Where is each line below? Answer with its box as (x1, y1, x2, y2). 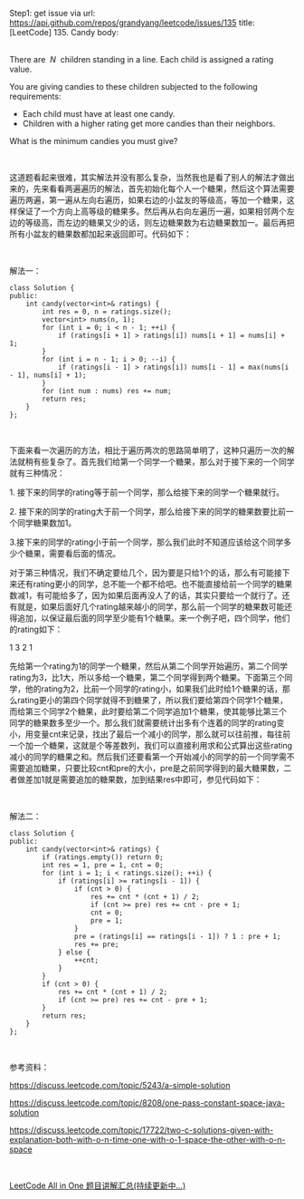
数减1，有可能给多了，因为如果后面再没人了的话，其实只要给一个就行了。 (9, 590, 282, 601)
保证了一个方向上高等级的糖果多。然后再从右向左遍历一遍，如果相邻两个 (16, 206, 287, 217)
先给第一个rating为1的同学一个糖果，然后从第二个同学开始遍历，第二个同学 (9, 661, 288, 672)
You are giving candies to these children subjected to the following (9, 82, 258, 92)
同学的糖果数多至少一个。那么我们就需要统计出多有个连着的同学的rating (9, 718, 277, 728)
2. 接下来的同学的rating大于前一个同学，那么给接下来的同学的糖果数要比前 (9, 507, 287, 517)
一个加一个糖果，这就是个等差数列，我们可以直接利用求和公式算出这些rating (9, 740, 292, 750)
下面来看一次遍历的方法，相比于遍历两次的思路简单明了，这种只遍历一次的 (9, 445, 287, 456)
